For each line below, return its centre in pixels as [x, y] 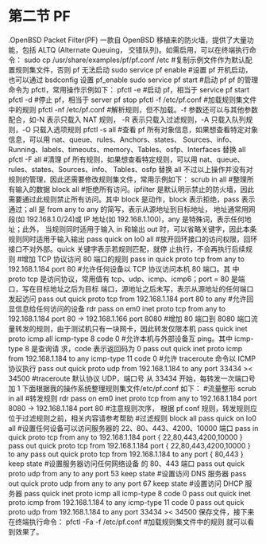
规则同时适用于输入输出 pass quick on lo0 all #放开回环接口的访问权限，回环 [133, 239]
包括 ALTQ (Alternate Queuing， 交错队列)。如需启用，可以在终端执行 [136, 49]
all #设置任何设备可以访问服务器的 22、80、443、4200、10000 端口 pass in [133, 428]
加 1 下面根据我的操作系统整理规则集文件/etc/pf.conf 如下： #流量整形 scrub [132, 388]
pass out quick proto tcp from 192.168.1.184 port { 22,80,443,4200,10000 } [129, 445]
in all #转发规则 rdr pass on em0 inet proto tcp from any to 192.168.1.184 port [133, 398]
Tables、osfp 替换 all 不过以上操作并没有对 [183, 169]
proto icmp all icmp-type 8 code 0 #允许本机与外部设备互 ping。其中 [120, 339]
